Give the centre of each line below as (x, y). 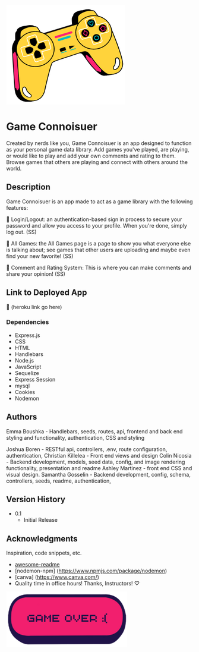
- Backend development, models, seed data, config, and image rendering (96, 462)
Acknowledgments (42, 539)
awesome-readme (37, 565)
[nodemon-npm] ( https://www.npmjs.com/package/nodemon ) (91, 571)
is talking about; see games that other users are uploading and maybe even (98, 250)
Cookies (25, 392)
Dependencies (28, 322)
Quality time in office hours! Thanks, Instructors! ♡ (77, 584)
